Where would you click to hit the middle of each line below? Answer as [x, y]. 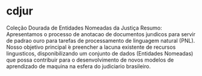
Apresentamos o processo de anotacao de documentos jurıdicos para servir [101, 34]
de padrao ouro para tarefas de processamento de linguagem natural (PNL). [101, 40]
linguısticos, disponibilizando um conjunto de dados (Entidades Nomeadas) [100, 53]
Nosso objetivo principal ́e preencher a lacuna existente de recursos [91, 47]
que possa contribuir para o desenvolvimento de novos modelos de [90, 60]
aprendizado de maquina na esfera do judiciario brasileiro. [78, 66]
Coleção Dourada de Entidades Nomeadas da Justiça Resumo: [84, 28]
